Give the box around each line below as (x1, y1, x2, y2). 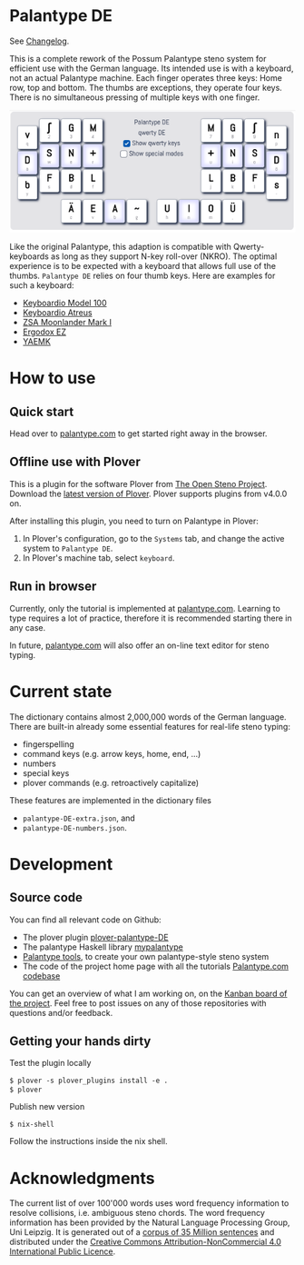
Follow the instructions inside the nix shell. (9, 1136, 168, 1147)
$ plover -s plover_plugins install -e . (9, 1076, 169, 1086)
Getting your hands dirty (9, 1033, 152, 1049)
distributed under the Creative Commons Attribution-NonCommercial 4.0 (9, 1237, 281, 1248)
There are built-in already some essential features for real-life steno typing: (9, 721, 290, 732)
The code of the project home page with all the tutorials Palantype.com (22, 961, 289, 971)
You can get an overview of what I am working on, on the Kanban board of (9, 988, 288, 999)
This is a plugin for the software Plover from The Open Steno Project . (9, 478, 268, 489)
